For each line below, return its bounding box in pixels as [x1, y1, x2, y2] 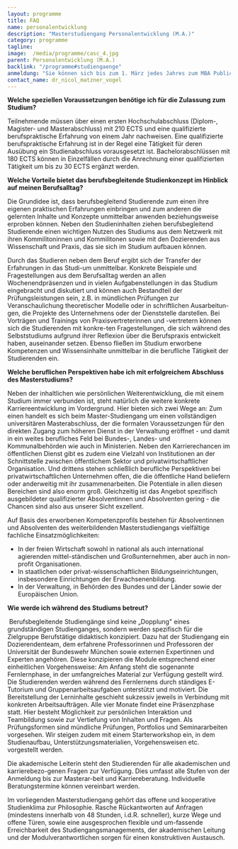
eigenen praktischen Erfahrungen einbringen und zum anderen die [7, 205, 202, 213]
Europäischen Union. [17, 590, 79, 599]
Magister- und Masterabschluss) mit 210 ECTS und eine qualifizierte [7, 125, 207, 133]
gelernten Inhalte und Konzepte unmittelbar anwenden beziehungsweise [7, 212, 219, 221]
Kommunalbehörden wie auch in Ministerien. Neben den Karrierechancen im [7, 442, 230, 450]
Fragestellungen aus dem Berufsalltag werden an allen [7, 271, 166, 280]
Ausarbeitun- [190, 301, 229, 310]
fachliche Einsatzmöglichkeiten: [7, 531, 101, 540]
